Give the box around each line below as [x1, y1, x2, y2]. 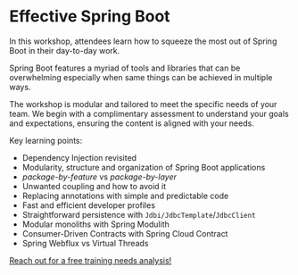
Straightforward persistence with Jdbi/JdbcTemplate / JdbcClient [21, 209, 256, 220]
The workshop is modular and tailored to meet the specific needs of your [9, 98, 277, 109]
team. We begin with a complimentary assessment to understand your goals [9, 108, 289, 119]
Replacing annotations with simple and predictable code [21, 190, 229, 201]
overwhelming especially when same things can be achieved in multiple [9, 71, 273, 82]
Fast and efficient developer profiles [21, 199, 156, 211]
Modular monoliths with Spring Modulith [21, 219, 170, 229]
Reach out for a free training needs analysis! [9, 254, 172, 265]
